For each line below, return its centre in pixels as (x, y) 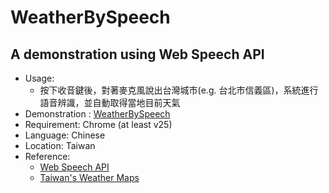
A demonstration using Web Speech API (137, 54)
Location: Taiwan (60, 145)
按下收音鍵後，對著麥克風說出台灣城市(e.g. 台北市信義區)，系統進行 (179, 90)
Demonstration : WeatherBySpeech (97, 114)
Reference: (47, 156)
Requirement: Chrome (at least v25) (98, 124)
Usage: (39, 78)
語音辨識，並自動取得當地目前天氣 (110, 102)
